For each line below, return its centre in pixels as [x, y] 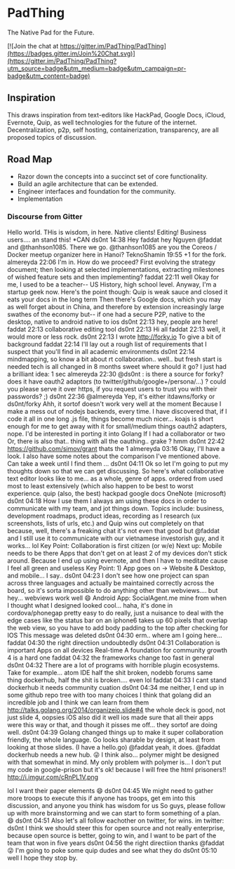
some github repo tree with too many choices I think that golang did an [109, 695]
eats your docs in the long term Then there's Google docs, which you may [114, 299]
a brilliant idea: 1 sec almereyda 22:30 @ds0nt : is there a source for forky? [115, 374]
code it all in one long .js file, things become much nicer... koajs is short [110, 419]
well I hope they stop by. [43, 858]
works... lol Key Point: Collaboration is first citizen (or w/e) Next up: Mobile [115, 545]
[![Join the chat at [33, 46]
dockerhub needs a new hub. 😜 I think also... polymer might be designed [113, 754]
